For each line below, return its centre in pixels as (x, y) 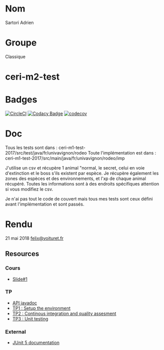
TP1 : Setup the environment (41, 308)
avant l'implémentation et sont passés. (45, 204)
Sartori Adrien (19, 22)
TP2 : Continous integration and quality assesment (64, 313)
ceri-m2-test (32, 77)
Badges (21, 100)
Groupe (21, 43)
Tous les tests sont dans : (31, 147)
